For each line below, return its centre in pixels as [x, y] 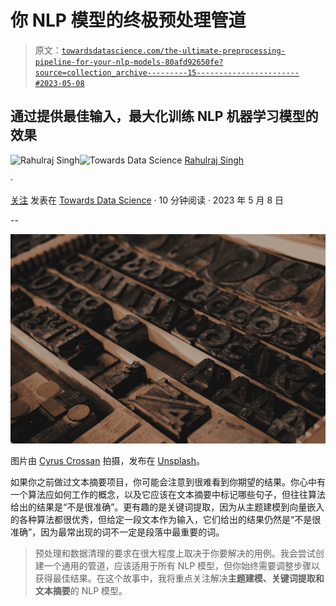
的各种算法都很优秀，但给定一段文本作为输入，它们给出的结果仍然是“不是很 [166, 520]
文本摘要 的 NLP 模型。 [81, 591]
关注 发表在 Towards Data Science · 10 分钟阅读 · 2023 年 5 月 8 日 [147, 200]
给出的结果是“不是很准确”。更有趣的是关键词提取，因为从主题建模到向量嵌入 [167, 507]
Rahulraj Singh [214, 160]
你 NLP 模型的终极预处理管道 [128, 20]
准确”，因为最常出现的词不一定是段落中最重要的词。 [117, 532]
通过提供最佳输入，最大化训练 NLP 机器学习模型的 [164, 116]
